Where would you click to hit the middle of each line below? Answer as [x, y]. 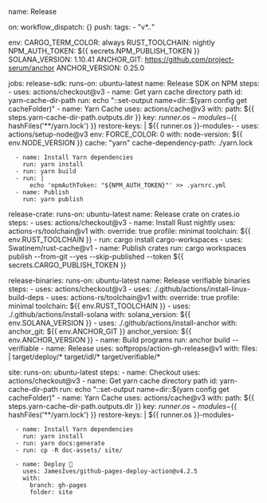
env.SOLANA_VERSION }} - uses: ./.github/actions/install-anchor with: [123, 323]
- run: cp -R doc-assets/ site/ [69, 450]
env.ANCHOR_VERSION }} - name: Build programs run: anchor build [120, 340]
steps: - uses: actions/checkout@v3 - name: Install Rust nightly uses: [122, 222]
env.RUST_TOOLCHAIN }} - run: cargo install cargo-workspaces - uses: [126, 240]
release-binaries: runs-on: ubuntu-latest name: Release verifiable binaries [130, 280]
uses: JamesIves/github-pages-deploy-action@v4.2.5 [110, 471]
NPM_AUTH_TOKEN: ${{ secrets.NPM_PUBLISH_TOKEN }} [104, 51]
